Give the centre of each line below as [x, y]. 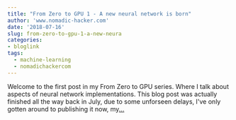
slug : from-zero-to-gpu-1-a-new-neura [64, 34]
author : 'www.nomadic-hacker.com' [58, 20]
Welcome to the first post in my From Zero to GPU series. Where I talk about [118, 86]
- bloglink [23, 47]
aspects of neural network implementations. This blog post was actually [112, 94]
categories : [25, 40]
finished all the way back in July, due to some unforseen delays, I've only [114, 101]
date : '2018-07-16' [36, 27]
